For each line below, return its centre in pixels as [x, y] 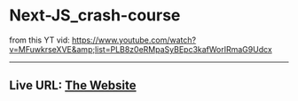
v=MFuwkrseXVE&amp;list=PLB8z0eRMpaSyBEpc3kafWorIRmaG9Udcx [141, 49]
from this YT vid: [40, 40]
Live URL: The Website [73, 85]
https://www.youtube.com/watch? [134, 40]
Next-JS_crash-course [95, 16]
